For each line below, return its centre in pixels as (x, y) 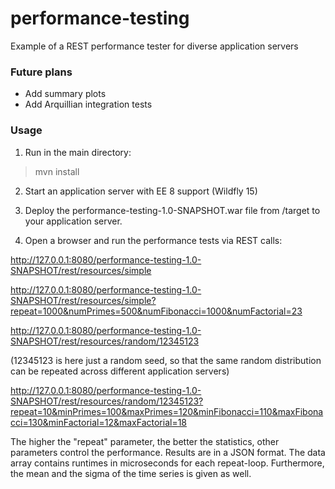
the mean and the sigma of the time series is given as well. (131, 473)
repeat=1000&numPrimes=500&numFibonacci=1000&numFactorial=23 (156, 311)
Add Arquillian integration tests (88, 104)
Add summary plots (65, 94)
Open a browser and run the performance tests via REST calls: (153, 240)
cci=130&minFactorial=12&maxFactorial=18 (99, 422)
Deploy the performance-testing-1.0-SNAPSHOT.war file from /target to (172, 210)
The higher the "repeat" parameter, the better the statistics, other (145, 441)
